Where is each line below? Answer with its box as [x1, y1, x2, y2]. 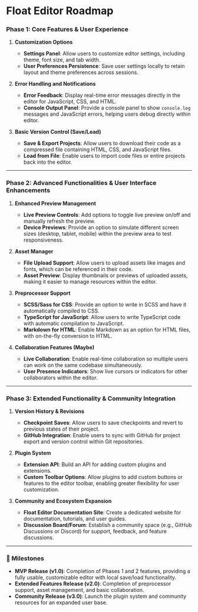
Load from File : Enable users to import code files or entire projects [23, 152, 186, 159]
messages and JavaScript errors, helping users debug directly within [23, 110, 191, 118]
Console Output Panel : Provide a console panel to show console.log [23, 105, 191, 112]
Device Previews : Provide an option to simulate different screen [23, 223, 179, 231]
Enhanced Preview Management [14, 200, 96, 207]
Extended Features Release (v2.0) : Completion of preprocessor [14, 580, 171, 587]
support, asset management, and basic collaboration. [14, 587, 144, 594]
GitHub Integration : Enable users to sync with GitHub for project [23, 432, 181, 439]
